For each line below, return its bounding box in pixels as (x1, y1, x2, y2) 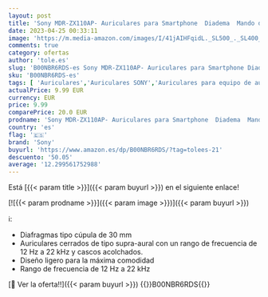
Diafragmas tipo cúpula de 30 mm (19, 230, 132, 240)
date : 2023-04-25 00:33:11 (8, 26, 98, 34)
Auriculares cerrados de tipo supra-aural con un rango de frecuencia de (19, 239, 258, 248)
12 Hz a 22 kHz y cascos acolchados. (19, 247, 144, 257)
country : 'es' (8, 123, 56, 131)
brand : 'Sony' (8, 138, 56, 146)
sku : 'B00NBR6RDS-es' (8, 71, 81, 79)
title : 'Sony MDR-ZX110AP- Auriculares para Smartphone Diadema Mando (8, 19, 255, 27)
